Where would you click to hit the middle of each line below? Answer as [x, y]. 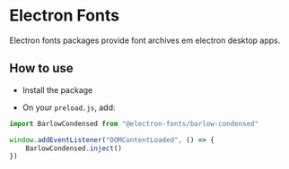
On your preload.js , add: [69, 107]
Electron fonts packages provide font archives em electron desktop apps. [145, 40]
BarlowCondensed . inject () [74, 148]
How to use [41, 68]
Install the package [57, 89]
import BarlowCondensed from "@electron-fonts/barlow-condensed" [134, 123]
